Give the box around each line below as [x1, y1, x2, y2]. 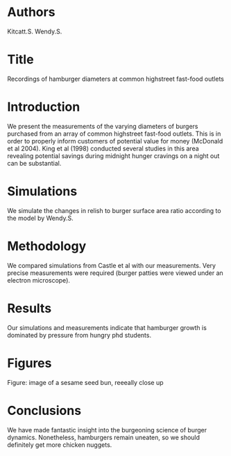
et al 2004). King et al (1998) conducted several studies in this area [7, 144, 199, 152]
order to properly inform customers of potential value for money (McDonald [7, 136, 223, 145]
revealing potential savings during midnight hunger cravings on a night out [7, 151, 220, 160]
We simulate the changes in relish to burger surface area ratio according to [7, 206, 221, 214]
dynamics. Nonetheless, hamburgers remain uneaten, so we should [7, 433, 200, 441]
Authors [7, 4, 55, 20]
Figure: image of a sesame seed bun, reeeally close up [7, 378, 164, 386]
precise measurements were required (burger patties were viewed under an [7, 269, 223, 277]
